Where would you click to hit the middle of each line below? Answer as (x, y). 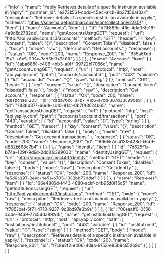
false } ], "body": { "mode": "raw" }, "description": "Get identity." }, (72, 168)
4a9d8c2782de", (22, 33)
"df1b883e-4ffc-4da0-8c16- (127, 28)
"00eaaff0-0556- (136, 209)
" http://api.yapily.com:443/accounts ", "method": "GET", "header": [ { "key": (81, 38)
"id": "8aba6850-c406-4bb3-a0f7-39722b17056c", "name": (65, 64)
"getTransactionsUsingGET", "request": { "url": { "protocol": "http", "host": (79, 111)
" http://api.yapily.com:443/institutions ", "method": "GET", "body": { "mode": (81, 194)
